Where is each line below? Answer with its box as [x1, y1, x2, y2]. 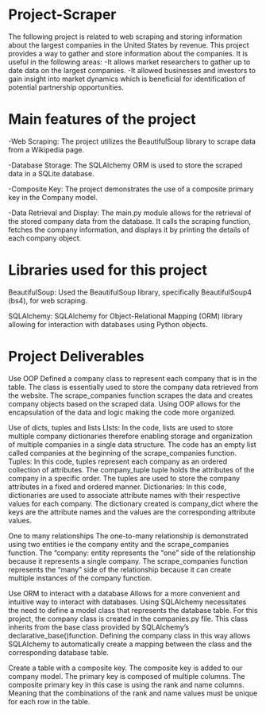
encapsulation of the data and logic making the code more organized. [8, 407, 236, 417]
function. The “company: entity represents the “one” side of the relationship [8, 548, 256, 557]
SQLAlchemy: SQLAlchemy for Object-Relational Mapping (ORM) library [8, 311, 244, 321]
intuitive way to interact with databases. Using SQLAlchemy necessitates [8, 597, 247, 607]
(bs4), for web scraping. [8, 295, 87, 305]
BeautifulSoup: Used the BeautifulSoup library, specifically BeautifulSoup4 [8, 287, 253, 297]
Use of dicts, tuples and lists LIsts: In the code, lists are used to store [8, 422, 233, 432]
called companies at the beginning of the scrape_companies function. [8, 448, 237, 457]
